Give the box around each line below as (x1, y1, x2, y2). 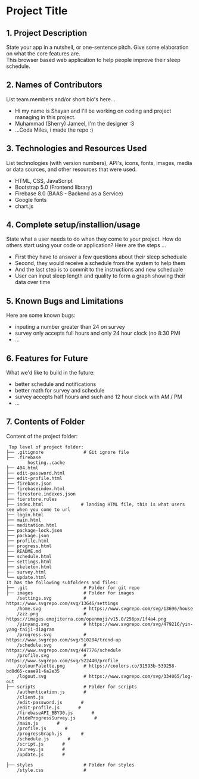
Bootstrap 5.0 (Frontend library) (14, 183, 93, 191)
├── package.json (6, 532, 49, 538)
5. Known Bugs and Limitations (6, 296, 124, 306)
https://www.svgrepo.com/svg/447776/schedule (6, 647, 121, 653)
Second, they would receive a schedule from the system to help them (14, 260, 186, 267)
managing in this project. (14, 113, 76, 120)
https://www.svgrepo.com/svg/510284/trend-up (6, 637, 121, 643)
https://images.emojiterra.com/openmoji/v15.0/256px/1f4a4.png (6, 616, 167, 622)
